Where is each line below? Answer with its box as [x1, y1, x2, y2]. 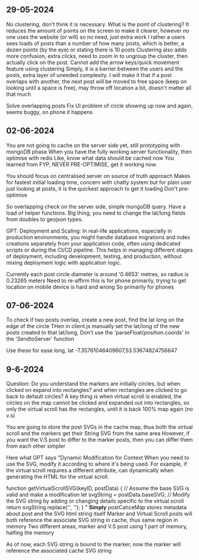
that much [6, 90, 32, 97]
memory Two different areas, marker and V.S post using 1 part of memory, [6, 523, 188, 530]
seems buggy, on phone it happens [6, 108, 93, 115]
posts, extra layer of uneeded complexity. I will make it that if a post [6, 71, 172, 78]
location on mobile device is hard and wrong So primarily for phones [6, 283, 174, 290]
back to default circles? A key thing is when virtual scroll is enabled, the [6, 393, 182, 400]
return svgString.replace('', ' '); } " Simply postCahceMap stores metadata [6, 504, 187, 511]
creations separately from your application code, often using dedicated [6, 240, 181, 247]
